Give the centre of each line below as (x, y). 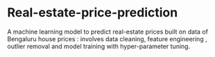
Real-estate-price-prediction (93, 13)
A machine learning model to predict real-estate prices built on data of (108, 32)
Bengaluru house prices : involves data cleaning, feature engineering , (107, 38)
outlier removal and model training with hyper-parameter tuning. (99, 46)
